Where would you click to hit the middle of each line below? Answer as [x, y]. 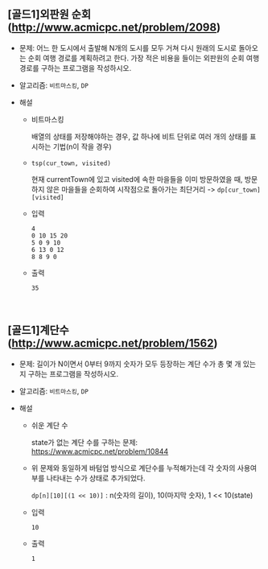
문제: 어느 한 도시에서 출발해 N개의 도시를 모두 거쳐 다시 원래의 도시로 [128, 47]
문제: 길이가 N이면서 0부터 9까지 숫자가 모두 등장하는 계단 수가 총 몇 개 [130, 364]
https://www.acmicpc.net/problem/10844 [100, 451]
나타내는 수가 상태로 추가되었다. [96, 478]
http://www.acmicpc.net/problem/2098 [114, 28]
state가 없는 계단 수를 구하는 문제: [85, 442]
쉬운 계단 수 [49, 425]
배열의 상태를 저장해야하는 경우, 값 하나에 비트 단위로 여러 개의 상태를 [140, 136]
